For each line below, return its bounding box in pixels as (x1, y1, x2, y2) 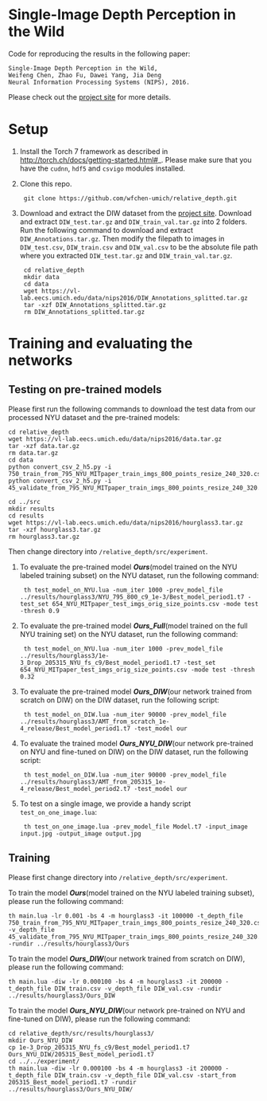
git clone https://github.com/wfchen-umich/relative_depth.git (23, 194, 238, 203)
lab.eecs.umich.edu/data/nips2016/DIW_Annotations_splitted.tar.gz (19, 293, 248, 302)
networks (8, 352, 73, 370)
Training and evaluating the (8, 335, 193, 352)
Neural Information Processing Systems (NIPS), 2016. (8, 78, 191, 86)
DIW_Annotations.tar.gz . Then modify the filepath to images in (19, 234, 225, 243)
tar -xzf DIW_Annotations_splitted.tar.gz (23, 301, 167, 309)
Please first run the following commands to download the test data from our (8, 404, 256, 414)
